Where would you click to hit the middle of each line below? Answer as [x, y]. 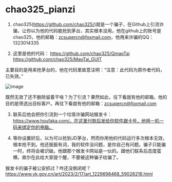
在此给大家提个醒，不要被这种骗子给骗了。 [76, 157]
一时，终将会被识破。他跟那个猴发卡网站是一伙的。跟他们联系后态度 [85, 151]
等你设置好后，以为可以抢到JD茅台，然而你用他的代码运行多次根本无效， [90, 138]
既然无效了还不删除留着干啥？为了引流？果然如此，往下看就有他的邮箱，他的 [86, 97]
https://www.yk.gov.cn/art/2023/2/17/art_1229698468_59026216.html [79, 174]
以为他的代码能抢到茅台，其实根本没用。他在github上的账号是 [96, 31]
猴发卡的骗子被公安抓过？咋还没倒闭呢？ [48, 168]
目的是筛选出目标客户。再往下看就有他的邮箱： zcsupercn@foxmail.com [81, 103]
